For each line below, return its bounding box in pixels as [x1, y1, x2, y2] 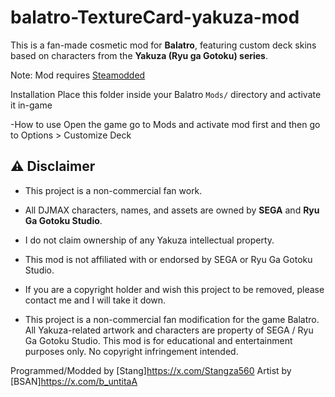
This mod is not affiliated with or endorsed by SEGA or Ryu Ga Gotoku [24, 253, 313, 265]
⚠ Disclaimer [10, 158, 96, 175]
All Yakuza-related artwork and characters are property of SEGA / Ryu [24, 324, 314, 336]
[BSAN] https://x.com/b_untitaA [10, 375, 138, 387]
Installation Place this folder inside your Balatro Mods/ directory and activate [10, 88, 322, 100]
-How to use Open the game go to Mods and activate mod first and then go [10, 118, 321, 130]
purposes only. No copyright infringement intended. [24, 345, 239, 357]
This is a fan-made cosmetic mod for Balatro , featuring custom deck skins [10, 39, 317, 51]
